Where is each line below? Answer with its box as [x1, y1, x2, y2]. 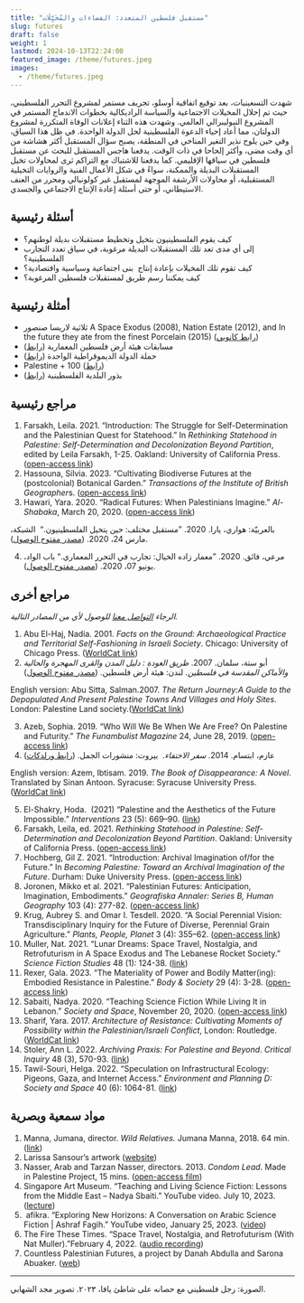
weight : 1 [10, 38, 48, 48]
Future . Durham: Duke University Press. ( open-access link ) [23, 871, 243, 882]
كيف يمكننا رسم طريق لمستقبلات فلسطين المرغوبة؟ [23, 272, 201, 283]
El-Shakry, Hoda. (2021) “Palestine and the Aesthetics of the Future [23, 804, 276, 814]
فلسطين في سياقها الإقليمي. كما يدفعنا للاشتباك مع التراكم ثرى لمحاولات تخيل [10, 155, 271, 165]
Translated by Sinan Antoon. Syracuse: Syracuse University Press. [10, 777, 257, 787]
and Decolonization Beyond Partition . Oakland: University [78, 833, 292, 843]
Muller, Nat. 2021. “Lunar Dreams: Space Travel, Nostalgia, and [23, 939, 258, 949]
